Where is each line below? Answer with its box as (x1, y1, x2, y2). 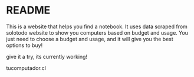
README (6, 4, 51, 17)
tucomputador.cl (6, 64, 46, 71)
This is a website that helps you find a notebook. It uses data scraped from (6, 23, 188, 30)
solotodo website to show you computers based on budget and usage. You (6, 29, 189, 36)
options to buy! (6, 42, 43, 49)
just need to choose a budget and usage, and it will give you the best (6, 35, 174, 42)
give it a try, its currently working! (6, 53, 87, 60)
